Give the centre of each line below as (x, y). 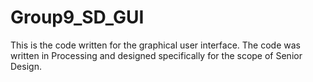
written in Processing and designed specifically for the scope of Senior (156, 55)
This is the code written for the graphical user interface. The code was (155, 45)
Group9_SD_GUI (77, 17)
